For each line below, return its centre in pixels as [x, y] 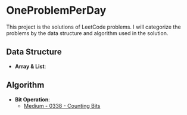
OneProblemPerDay [56, 10]
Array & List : [30, 66]
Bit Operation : [32, 100]
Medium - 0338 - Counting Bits [62, 105]
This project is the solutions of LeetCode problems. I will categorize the [93, 27]
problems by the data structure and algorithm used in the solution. [87, 33]
